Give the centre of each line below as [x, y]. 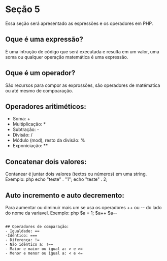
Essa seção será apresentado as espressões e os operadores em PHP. [79, 23]
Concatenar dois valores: [46, 162]
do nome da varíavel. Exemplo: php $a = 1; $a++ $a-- [61, 213]
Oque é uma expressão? [44, 39]
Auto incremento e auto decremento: [65, 195]
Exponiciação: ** [30, 146]
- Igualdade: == [22, 231]
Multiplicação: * [29, 124]
